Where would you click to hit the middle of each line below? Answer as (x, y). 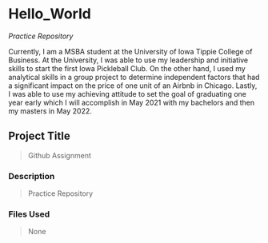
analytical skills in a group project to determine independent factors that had (134, 77)
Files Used (29, 214)
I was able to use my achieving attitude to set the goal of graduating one (127, 94)
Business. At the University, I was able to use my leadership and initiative (128, 60)
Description (32, 176)
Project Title (39, 136)
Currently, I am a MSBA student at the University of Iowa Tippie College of (130, 51)
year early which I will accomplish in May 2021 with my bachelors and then (132, 102)
